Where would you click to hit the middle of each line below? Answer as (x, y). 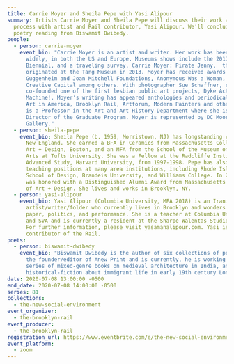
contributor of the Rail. (63, 234)
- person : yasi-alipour (48, 195)
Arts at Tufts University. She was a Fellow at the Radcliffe (118, 156)
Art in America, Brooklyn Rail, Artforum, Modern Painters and (119, 104)
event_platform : (31, 344)
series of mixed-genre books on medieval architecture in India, (122, 266)
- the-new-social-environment (57, 305)
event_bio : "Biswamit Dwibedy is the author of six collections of (119, 253)
